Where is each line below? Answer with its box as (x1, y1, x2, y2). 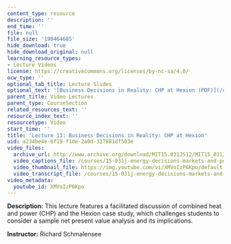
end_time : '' (7, 23, 45, 30)
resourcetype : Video (7, 119, 67, 126)
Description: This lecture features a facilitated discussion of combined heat (7, 202, 222, 210)
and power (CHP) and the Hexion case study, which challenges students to (7, 210, 220, 218)
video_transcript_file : (13, 170, 81, 177)
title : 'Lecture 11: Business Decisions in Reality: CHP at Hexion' (7, 132, 208, 139)
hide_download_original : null (7, 49, 94, 56)
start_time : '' (7, 125, 51, 132)
